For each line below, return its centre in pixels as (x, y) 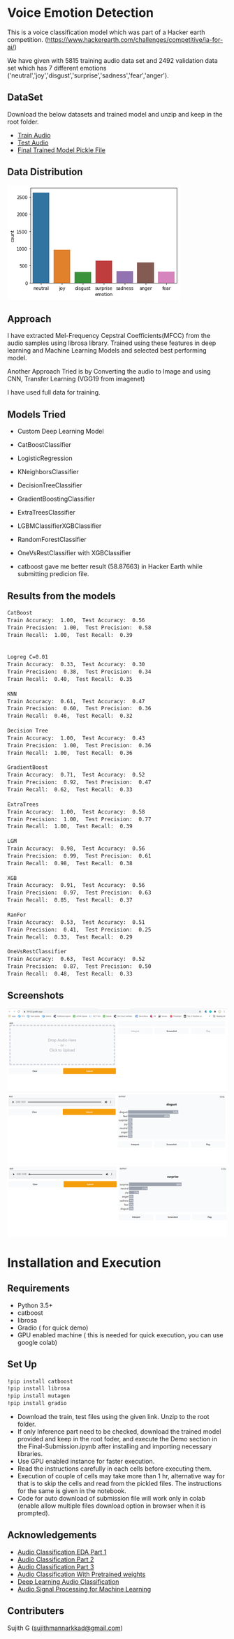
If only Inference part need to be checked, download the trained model (119, 1432)
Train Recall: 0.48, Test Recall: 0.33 (70, 973)
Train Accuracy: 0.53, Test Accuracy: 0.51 (76, 922)
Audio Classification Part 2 (56, 1559)
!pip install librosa (39, 1389)
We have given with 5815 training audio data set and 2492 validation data (112, 60)
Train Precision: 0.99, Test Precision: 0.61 (79, 856)
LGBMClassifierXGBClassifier (59, 526)
